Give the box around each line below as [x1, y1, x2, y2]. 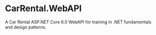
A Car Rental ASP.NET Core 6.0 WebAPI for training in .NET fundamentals [5, 19, 152, 25]
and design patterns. [5, 24, 47, 30]
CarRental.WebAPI [5, 3, 82, 14]
